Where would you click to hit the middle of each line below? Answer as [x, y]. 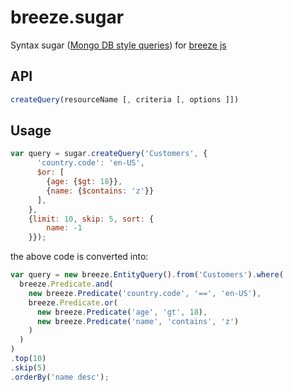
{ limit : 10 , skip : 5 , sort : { [91, 219]
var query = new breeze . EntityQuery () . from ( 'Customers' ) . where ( [147, 275]
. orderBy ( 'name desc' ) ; [60, 377]
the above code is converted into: [79, 257]
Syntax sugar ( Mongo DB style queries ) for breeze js [118, 45]
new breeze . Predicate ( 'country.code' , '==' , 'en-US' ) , [145, 293]
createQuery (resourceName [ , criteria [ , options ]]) [125, 99]
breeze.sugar [67, 17]
